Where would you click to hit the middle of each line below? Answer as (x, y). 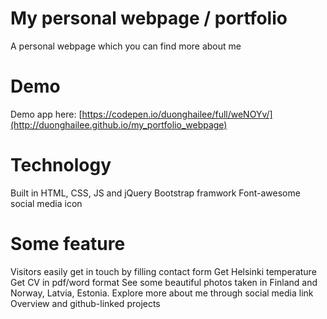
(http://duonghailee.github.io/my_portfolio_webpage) (119, 124)
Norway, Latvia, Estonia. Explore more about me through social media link (162, 293)
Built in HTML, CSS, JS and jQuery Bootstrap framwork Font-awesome (155, 193)
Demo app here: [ (46, 114)
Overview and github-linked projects (85, 303)
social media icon (46, 203)
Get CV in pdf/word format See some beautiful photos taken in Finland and (164, 282)
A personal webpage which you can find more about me (126, 46)
